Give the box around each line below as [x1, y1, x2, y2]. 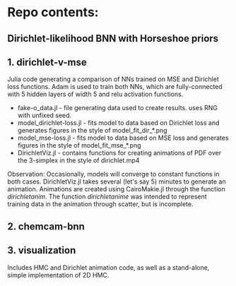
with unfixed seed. [17, 111, 72, 120]
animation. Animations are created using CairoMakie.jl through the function [7, 185, 225, 193]
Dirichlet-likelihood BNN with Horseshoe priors [7, 32, 219, 44]
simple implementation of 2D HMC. [7, 270, 110, 279]
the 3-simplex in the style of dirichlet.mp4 [17, 156, 140, 165]
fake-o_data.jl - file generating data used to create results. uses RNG [17, 104, 218, 112]
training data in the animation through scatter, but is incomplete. [7, 200, 194, 208]
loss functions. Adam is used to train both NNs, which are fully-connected [7, 83, 223, 91]
